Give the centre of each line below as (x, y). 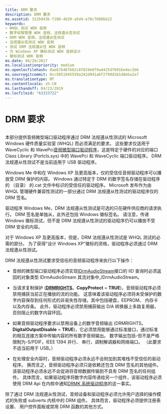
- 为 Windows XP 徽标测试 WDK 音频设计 (43, 51)
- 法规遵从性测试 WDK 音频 (30, 42)
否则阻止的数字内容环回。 (39, 312)
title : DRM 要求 (21, 10)
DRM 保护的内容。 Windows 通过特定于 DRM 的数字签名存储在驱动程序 (87, 179)
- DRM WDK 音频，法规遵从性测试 (35, 38)
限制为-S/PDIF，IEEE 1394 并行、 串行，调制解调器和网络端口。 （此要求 (87, 342)
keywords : (15, 24)
